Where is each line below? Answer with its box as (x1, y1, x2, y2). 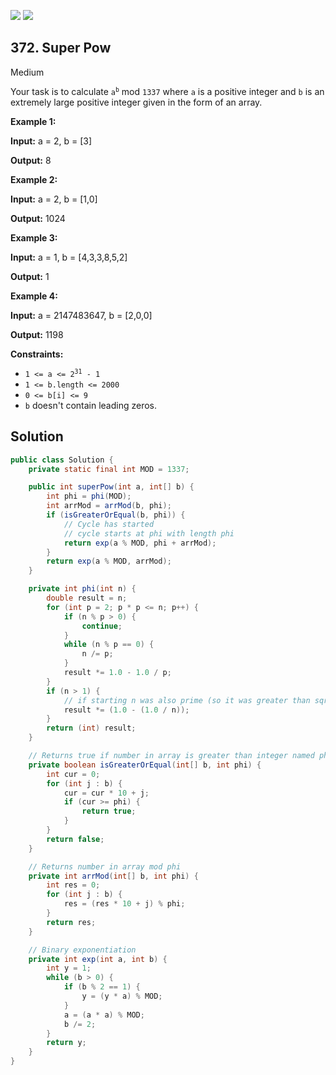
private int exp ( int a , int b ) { (28, 954, 168, 964)
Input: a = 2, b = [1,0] (10, 193, 98, 205)
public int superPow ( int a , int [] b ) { (28, 482, 195, 492)
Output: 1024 (10, 212, 66, 224)
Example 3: (10, 231, 58, 244)
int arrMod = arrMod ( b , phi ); (46, 501, 172, 511)
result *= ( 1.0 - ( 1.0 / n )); (63, 705, 190, 715)
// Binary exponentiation (28, 945, 137, 955)
